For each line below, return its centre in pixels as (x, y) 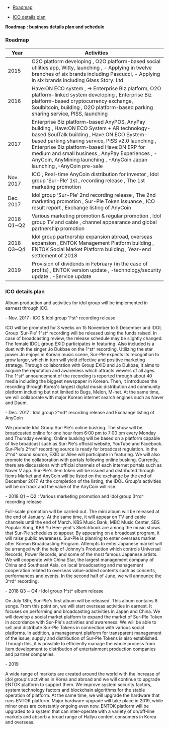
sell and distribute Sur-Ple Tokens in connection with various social (75, 627)
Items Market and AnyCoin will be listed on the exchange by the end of (78, 476)
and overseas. (20, 722)
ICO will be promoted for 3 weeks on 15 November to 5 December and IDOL (84, 327)
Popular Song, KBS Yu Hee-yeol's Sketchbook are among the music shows (83, 527)
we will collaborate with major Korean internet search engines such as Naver (84, 397)
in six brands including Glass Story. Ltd (77, 80)
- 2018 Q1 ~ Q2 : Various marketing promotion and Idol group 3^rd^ (75, 496)
